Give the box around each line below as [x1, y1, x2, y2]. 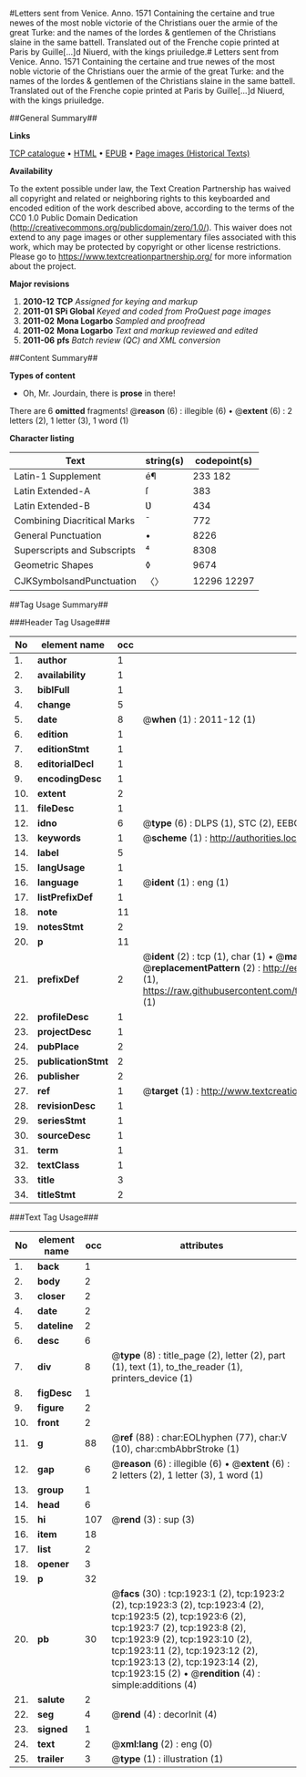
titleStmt [37, 1189, 76, 1201]
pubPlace [37, 1040, 80, 1052]
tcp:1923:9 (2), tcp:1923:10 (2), [111, 1633, 252, 1645]
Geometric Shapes [14, 559, 94, 571]
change [37, 698, 71, 710]
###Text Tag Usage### [9, 1212, 99, 1223]
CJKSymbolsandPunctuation [14, 574, 137, 587]
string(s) [145, 455, 185, 467]
